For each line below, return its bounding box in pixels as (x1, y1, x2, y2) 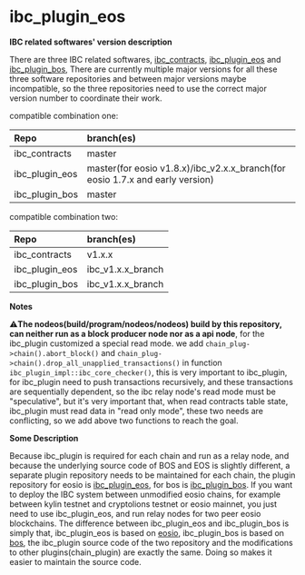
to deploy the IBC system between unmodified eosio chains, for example (9, 489, 281, 500)
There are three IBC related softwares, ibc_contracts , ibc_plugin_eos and (9, 54, 281, 64)
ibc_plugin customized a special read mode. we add (9, 338, 204, 349)
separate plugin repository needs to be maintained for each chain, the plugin (9, 470, 296, 481)
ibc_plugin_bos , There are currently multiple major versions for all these (9, 64, 278, 74)
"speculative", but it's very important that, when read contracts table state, (9, 395, 289, 406)
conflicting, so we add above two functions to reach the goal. (9, 415, 239, 426)
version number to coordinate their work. (9, 93, 162, 104)
